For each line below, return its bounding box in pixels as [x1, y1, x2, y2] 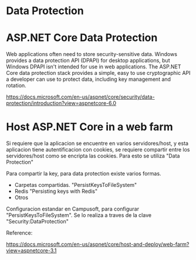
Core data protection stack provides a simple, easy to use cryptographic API [6, 70, 191, 77]
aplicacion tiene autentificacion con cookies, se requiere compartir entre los [6, 146, 190, 153]
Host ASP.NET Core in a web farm [6, 120, 173, 134]
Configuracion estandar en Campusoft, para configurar [6, 205, 140, 213]
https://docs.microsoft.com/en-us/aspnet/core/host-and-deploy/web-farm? [6, 241, 190, 248]
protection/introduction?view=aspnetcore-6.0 [6, 100, 116, 107]
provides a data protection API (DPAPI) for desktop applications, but [6, 57, 170, 64]
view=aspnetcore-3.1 [6, 247, 57, 254]
